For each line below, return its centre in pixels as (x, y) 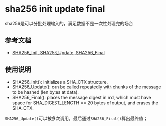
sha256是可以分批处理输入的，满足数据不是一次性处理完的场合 (69, 23)
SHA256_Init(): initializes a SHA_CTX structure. (60, 82)
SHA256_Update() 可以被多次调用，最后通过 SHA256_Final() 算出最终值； (76, 118)
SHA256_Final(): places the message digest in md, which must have (82, 97)
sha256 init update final (55, 9)
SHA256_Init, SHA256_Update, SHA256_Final (58, 52)
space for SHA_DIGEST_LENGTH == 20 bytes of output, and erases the (85, 103)
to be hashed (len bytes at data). (46, 92)
